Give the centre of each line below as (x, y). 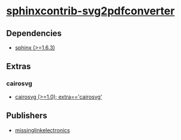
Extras (19, 66)
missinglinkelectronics (42, 130)
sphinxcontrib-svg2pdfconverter (90, 11)
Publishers (27, 116)
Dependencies (34, 33)
